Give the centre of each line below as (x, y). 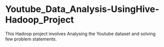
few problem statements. (31, 39)
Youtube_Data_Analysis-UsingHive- (82, 9)
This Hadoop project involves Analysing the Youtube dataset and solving (80, 33)
